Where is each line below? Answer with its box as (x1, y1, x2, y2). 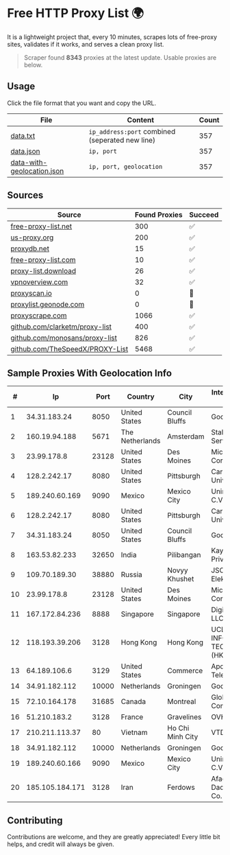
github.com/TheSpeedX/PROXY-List (10, 344, 129, 353)
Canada (120, 697, 146, 707)
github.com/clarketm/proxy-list (10, 322, 112, 331)
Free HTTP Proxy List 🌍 (7, 5, 144, 21)
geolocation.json (10, 166, 64, 176)
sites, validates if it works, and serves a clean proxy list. (7, 40, 164, 48)
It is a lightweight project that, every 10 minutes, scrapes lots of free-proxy (7, 32, 218, 41)
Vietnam (120, 728, 148, 738)
